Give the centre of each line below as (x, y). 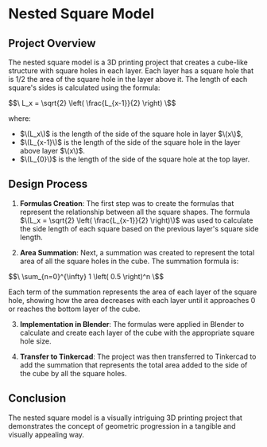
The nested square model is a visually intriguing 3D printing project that (125, 418)
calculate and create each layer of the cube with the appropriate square (137, 332)
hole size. (35, 341)
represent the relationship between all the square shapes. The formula (135, 212)
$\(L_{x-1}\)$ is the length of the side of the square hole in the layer (130, 142)
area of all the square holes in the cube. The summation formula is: (129, 261)
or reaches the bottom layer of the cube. (74, 309)
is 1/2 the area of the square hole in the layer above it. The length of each (128, 79)
